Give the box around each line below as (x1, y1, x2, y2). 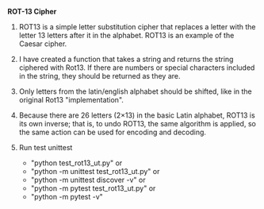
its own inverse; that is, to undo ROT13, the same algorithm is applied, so (18, 119, 257, 128)
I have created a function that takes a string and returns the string (18, 55, 234, 64)
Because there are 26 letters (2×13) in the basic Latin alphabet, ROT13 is (18, 110, 255, 120)
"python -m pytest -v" (30, 192, 104, 201)
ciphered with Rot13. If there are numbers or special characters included (18, 63, 255, 72)
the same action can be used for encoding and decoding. (18, 127, 207, 137)
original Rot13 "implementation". (18, 95, 124, 104)
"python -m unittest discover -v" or (30, 175, 146, 184)
